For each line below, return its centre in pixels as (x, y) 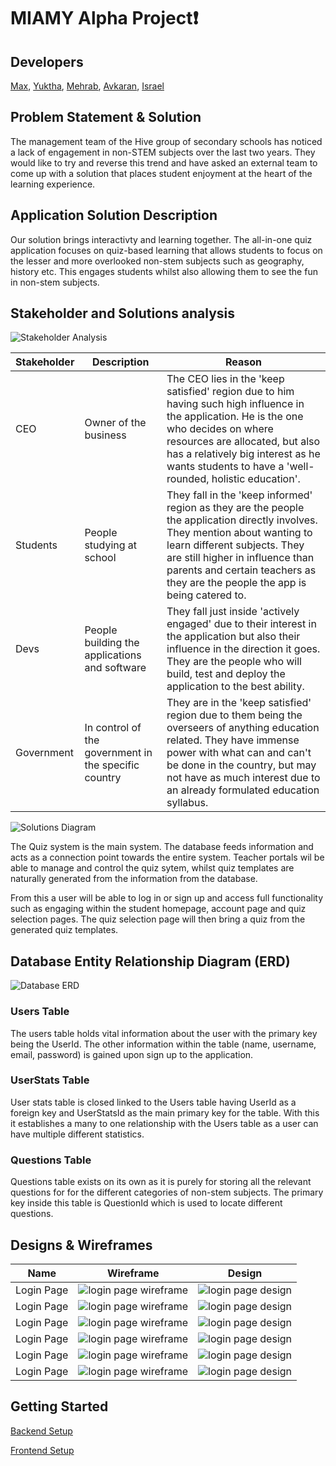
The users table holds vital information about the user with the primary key (164, 1033)
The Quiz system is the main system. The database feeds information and (162, 847)
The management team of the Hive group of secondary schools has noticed (166, 141)
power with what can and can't (239, 753)
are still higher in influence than (240, 558)
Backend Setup (41, 1431)
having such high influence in (235, 404)
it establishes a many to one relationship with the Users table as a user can (164, 1123)
